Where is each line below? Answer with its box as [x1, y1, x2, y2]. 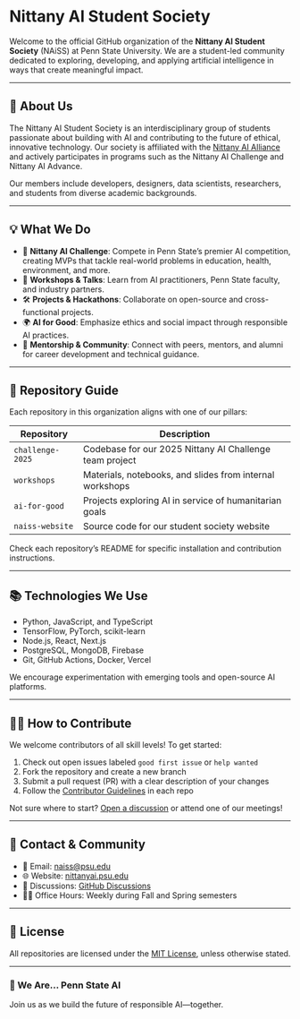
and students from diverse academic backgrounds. [9, 187, 197, 198]
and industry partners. [21, 284, 104, 295]
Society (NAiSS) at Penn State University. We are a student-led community [9, 45, 286, 56]
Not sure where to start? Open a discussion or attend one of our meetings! [9, 803, 283, 813]
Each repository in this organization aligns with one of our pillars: [9, 407, 248, 417]
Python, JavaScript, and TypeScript [21, 616, 154, 628]
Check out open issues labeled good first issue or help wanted [21, 757, 259, 767]
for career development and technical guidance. [21, 348, 200, 359]
